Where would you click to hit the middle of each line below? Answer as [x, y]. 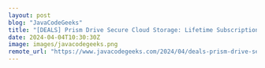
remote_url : [28, 52]
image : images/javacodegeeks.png [63, 45]
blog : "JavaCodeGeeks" [45, 23]
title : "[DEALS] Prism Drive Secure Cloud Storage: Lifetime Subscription [134, 30]
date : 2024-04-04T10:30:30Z [54, 37]
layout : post [30, 15]
